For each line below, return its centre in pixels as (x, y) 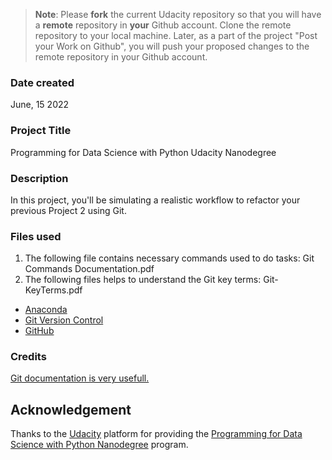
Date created (42, 82)
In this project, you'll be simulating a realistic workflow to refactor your (155, 200)
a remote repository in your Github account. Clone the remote (163, 25)
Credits (28, 357)
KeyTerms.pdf (53, 290)
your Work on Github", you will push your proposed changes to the (172, 46)
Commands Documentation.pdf (89, 269)
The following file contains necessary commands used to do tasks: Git (169, 258)
